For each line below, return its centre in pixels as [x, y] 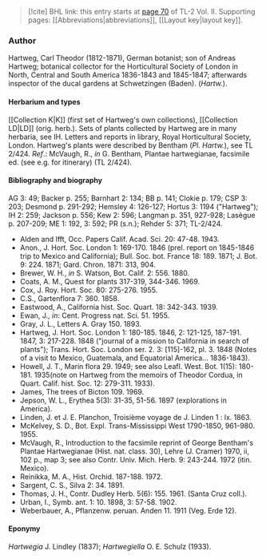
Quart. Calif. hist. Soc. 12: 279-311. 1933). [87, 383]
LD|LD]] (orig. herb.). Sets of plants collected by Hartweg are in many [123, 128]
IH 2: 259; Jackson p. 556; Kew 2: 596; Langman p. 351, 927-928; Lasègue [132, 215]
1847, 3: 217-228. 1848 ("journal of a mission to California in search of [134, 341]
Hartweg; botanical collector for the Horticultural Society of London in [123, 66]
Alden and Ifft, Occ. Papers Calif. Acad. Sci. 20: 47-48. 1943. [119, 239]
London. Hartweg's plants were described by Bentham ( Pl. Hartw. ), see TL [131, 145]
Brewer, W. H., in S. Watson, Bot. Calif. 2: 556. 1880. [105, 273]
